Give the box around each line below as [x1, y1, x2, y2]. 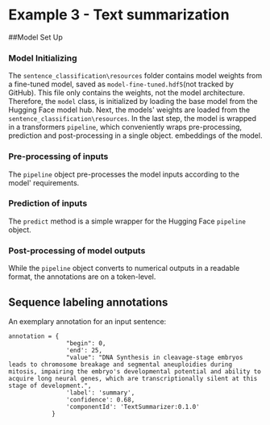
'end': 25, [65, 346, 103, 354]
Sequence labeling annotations [8, 295, 168, 309]
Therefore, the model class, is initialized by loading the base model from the [8, 97, 258, 106]
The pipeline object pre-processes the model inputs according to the [8, 169, 240, 179]
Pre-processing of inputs [8, 151, 109, 162]
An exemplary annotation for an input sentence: [8, 316, 167, 326]
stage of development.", [8, 381, 92, 390]
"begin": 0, [65, 339, 106, 348]
